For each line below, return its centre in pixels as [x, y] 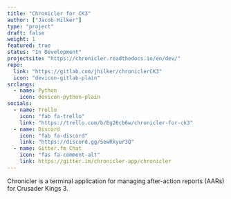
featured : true [29, 46]
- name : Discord [37, 129]
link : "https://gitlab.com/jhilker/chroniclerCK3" [88, 71]
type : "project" [30, 26]
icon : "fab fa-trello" [52, 116]
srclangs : [21, 84]
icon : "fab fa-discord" [54, 135]
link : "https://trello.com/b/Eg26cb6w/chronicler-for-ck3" [107, 123]
